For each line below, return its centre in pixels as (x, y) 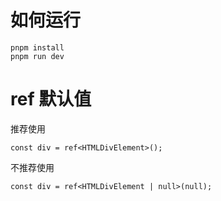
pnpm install (37, 47)
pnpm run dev (37, 56)
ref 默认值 (51, 99)
